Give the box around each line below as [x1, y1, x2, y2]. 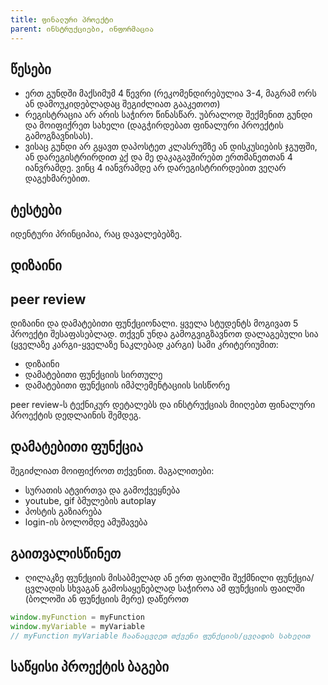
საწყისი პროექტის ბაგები [10, 658, 170, 675]
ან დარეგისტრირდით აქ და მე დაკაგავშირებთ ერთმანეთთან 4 [24, 151, 293, 163]
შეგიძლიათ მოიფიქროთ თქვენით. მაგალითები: [10, 465, 215, 477]
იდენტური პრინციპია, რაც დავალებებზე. [10, 228, 183, 240]
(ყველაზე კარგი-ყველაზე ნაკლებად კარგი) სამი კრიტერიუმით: [10, 339, 279, 351]
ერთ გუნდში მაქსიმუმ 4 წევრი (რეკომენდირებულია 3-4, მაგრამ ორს [24, 87, 317, 100]
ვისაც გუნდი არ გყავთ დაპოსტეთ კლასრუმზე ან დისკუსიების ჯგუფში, [24, 141, 318, 153]
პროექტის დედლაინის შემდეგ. [10, 409, 142, 421]
